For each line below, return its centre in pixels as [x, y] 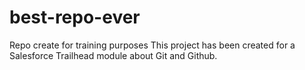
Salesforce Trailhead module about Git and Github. [113, 55]
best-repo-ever [75, 17]
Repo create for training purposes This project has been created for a [152, 45]
